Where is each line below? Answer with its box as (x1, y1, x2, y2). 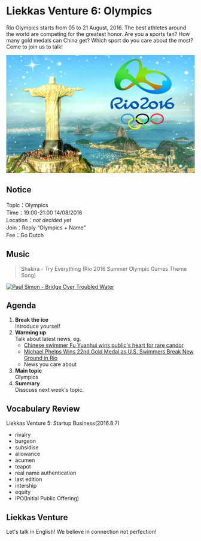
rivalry (14, 431, 31, 439)
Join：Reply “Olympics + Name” (6, 223, 86, 231)
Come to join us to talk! (6, 43, 63, 50)
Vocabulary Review (6, 403, 80, 414)
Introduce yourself (14, 322, 61, 330)
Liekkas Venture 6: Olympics (6, 4, 153, 18)
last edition (14, 476, 42, 483)
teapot (14, 463, 31, 470)
